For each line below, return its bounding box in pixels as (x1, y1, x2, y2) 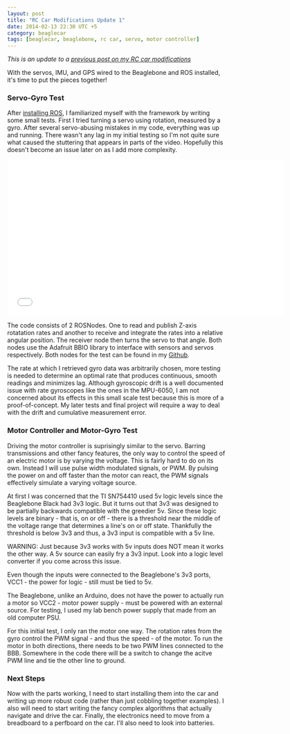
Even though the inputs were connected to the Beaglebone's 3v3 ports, (7, 570, 211, 579)
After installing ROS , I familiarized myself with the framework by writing (7, 109, 210, 117)
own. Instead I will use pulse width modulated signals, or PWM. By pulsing (7, 463, 219, 472)
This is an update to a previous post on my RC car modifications (7, 55, 192, 63)
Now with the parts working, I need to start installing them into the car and (7, 690, 219, 698)
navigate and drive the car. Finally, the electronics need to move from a (7, 712, 210, 720)
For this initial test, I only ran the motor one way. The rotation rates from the (7, 626, 223, 635)
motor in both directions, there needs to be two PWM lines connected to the (7, 641, 224, 649)
